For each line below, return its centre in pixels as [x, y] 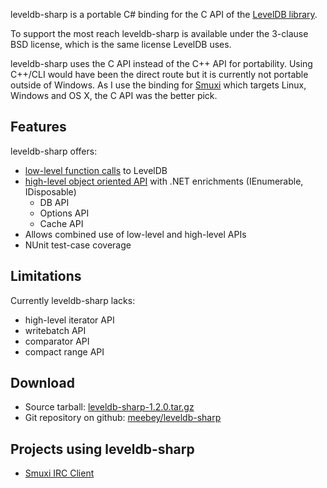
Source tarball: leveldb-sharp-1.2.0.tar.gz [109, 407]
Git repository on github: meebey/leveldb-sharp [123, 418]
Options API [64, 213]
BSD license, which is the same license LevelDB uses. [121, 44]
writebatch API [55, 330]
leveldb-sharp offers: [54, 151]
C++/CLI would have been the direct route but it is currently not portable [159, 74]
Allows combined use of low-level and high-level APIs [135, 234]
